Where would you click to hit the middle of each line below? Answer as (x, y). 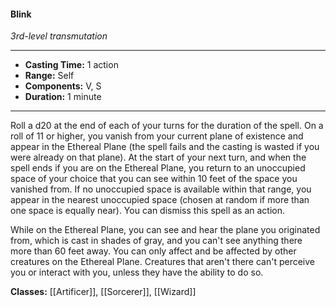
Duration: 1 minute (63, 97)
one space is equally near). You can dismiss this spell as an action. (148, 211)
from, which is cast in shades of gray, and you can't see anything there (156, 241)
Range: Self (49, 76)
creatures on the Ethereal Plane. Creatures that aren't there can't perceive (163, 262)
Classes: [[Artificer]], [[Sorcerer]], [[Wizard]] (103, 292)
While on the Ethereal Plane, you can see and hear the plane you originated (165, 230)
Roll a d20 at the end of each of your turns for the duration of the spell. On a (167, 126)
